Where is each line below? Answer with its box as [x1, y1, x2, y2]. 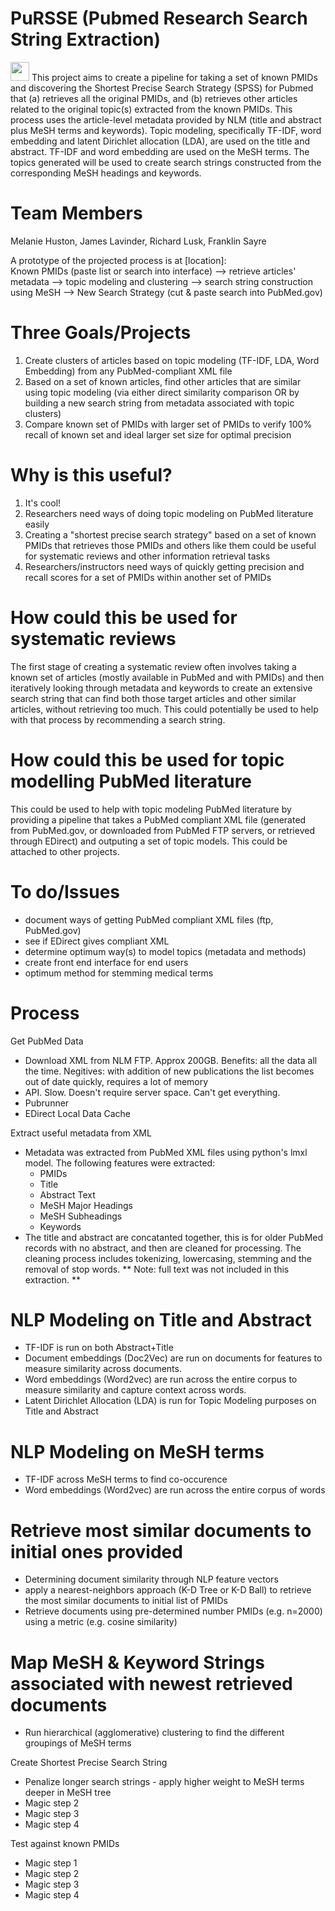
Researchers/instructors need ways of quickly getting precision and [24, 560, 305, 572]
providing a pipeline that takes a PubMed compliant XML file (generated [10, 813, 307, 826]
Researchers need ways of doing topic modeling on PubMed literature [24, 507, 314, 519]
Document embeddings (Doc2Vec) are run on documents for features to [24, 1352, 323, 1364]
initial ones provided [10, 1540, 183, 1563]
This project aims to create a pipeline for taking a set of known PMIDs [31, 71, 318, 83]
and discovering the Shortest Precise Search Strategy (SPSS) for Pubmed [10, 82, 314, 94]
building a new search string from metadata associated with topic [24, 397, 295, 409]
